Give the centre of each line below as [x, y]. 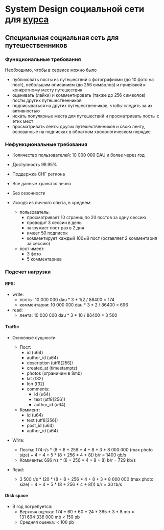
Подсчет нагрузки [28, 272]
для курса [27, 19]
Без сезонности [29, 193]
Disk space [17, 496]
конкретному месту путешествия [47, 90]
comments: [38, 389]
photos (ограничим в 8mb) [54, 373]
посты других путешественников [47, 100]
